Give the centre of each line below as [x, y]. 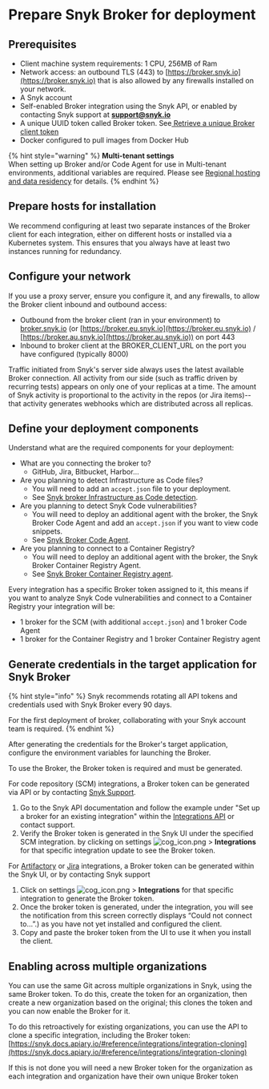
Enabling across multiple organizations [108, 966]
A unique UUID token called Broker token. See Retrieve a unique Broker [137, 123]
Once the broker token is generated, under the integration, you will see [137, 907]
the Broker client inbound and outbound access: [88, 304]
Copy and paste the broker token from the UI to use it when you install [135, 933]
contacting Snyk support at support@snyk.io [95, 115]
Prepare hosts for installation [82, 206]
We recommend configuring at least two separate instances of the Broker [129, 225]
